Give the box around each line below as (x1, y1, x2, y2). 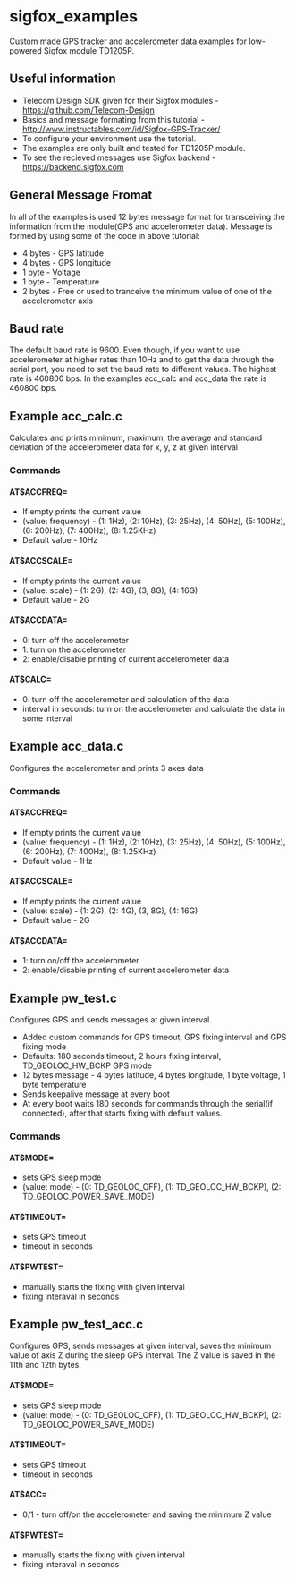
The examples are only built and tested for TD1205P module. (21, 142, 246, 153)
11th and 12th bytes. (9, 1360, 82, 1370)
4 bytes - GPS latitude (21, 248, 105, 259)
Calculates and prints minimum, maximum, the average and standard (9, 432, 263, 444)
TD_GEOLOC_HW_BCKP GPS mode (21, 1060, 152, 1071)
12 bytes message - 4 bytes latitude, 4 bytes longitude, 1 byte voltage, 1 (21, 1070, 286, 1081)
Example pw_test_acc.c (9, 1317, 144, 1332)
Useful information (9, 72, 116, 87)
